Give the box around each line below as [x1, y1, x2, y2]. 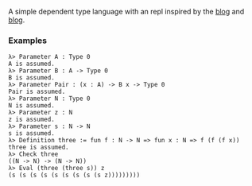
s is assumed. [8, 130, 56, 138]
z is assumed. [8, 115, 56, 124]
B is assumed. [8, 74, 56, 82]
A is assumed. [8, 60, 56, 68]
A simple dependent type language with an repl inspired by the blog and [8, 7, 245, 16]
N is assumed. [8, 102, 56, 110]
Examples [8, 35, 48, 46]
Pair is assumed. [8, 87, 66, 96]
